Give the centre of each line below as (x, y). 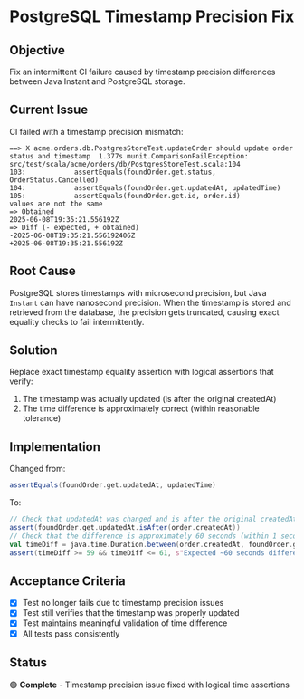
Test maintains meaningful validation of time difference (125, 623)
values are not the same (56, 204)
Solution (33, 350)
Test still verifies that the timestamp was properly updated (131, 613)
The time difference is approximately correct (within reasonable (141, 408)
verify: (21, 381)
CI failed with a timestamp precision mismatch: (96, 131)
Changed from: (38, 469)
